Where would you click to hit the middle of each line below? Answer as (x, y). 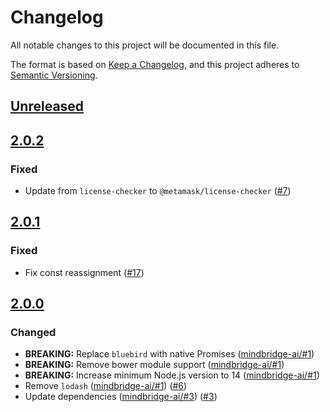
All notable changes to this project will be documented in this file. (145, 45)
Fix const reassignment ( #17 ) (84, 272)
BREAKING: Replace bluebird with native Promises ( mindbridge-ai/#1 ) (169, 354)
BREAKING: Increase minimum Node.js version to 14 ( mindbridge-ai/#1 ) (172, 375)
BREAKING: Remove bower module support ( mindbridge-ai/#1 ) (154, 365)
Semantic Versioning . (54, 75)
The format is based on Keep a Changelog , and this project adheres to (155, 64)
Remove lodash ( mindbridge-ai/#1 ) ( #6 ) (106, 386)
